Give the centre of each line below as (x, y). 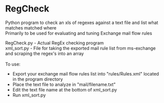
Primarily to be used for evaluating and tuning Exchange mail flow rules (79, 33)
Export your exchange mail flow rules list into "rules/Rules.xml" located (86, 73)
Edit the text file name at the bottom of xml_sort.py (65, 89)
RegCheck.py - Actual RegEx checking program (54, 42)
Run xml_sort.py (29, 95)
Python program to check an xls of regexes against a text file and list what (82, 22)
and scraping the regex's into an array (45, 53)
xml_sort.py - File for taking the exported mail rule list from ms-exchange (80, 48)
